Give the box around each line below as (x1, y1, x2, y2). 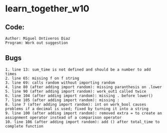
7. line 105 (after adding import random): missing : (5, 98, 120, 103)
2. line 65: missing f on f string (5, 76, 79, 81)
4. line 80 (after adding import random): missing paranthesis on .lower (5, 84, 162, 90)
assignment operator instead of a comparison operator (5, 115, 122, 120)
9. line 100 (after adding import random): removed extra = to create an (5, 111, 162, 116)
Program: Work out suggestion (5, 40, 68, 45)
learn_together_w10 (5, 3, 89, 14)
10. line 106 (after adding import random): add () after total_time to (5, 119, 160, 125)
